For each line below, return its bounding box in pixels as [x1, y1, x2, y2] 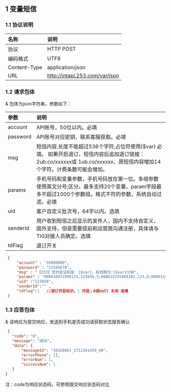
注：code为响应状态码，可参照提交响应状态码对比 [5, 381, 110, 387]
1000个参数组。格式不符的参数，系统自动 [56, 190, 157, 197]
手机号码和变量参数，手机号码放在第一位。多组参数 [36, 175, 159, 182]
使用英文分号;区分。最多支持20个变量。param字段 [36, 183, 157, 190]
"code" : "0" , [12, 334, 40, 339]
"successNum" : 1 [21, 362, 56, 367]
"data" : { [12, 343, 33, 348]
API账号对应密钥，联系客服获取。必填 [36, 133, 126, 140]
